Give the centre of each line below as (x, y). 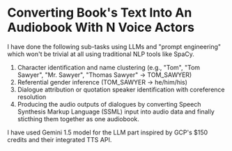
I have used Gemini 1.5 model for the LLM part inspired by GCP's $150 (108, 132)
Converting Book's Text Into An (100, 13)
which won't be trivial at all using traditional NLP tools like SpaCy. (101, 54)
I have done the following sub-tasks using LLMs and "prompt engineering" (114, 46)
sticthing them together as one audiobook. (78, 118)
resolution (32, 97)
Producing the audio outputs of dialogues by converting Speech (109, 104)
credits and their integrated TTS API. (60, 139)
